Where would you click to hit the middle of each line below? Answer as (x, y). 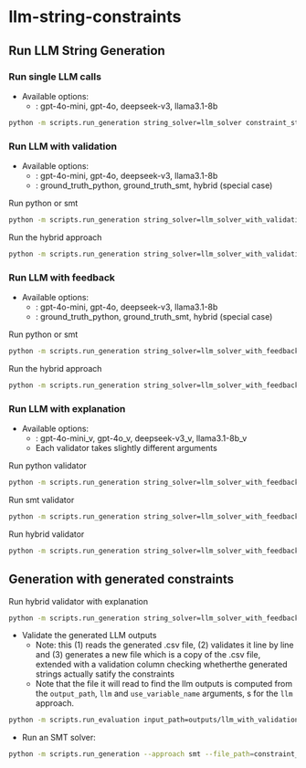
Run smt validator (42, 500)
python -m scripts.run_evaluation (74, 720)
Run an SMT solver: (59, 738)
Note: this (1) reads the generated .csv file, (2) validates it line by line (164, 645)
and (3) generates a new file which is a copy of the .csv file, (148, 655)
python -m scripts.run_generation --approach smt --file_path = (132, 754)
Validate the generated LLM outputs (89, 636)
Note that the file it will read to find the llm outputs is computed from (164, 684)
